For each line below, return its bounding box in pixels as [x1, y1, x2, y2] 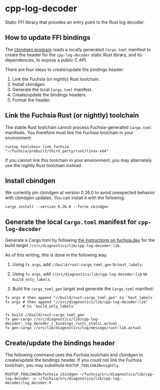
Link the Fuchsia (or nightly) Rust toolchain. [12, 76, 100, 82]
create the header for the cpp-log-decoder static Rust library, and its [5, 52, 142, 58]
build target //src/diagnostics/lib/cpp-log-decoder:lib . [5, 242, 121, 248]
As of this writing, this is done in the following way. [5, 252, 108, 258]
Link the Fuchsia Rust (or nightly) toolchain [5, 111, 139, 120]
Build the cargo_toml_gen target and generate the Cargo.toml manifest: [12, 286, 155, 292]
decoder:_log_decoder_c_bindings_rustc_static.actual [5, 321, 118, 326]
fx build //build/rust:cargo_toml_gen [5, 313, 84, 318]
